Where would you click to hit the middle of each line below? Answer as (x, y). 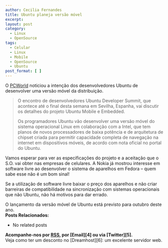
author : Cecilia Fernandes (34, 10)
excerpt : (14, 19)
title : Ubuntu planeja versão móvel (44, 15)
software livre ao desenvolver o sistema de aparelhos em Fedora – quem (81, 169)
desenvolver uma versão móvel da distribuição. (54, 91)
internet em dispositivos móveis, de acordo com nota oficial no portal (90, 143)
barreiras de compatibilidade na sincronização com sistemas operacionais (82, 189)
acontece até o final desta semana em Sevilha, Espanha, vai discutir (88, 106)
